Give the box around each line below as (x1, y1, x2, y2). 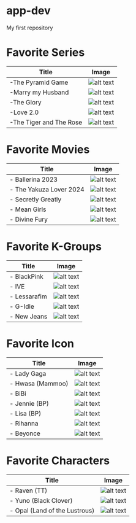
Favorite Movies (6, 142, 90, 157)
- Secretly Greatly (9, 195, 62, 203)
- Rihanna (9, 419, 39, 427)
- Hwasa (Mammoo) (9, 379, 69, 387)
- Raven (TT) (9, 486, 48, 495)
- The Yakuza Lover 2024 (9, 185, 85, 193)
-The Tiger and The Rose (9, 118, 83, 126)
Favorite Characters (6, 454, 110, 467)
